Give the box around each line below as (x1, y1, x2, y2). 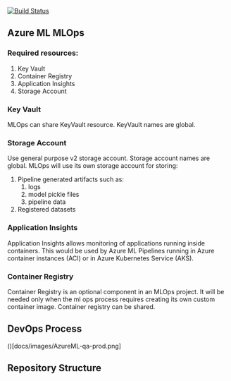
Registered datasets (17, 205, 76, 214)
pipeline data (27, 198, 66, 206)
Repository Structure (7, 362, 102, 374)
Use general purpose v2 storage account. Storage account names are (7, 154, 210, 162)
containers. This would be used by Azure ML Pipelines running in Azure (7, 246, 215, 255)
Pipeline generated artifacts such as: (17, 175, 125, 183)
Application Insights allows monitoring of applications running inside (7, 238, 206, 247)
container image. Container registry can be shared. (7, 302, 156, 310)
